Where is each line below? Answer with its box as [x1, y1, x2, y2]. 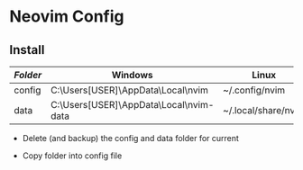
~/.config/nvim [222, 84, 286, 96]
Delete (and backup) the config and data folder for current [22, 133, 239, 143]
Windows [111, 69, 153, 81]
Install [9, 42, 45, 58]
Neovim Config [9, 6, 124, 27]
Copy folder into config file [22, 150, 123, 161]
